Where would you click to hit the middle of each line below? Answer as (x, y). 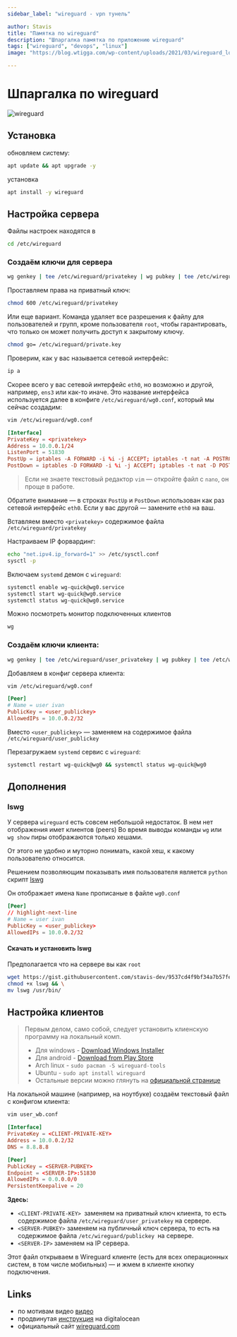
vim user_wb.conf (33, 1115)
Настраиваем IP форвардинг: (51, 542)
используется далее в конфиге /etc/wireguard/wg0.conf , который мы (111, 399)
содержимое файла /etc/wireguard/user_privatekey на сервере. (114, 1221)
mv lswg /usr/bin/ (34, 990)
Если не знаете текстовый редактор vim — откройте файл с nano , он (127, 479)
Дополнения (37, 787)
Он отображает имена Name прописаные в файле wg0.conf (94, 893)
